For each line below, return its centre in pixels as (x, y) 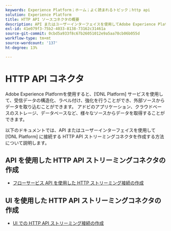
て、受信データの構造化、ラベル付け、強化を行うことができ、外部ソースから (85, 100)
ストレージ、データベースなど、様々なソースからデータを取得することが (90, 113)
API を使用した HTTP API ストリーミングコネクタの (85, 160)
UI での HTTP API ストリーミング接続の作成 (58, 223)
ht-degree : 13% (21, 48)
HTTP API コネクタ (45, 79)
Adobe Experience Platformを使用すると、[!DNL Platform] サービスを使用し (84, 94)
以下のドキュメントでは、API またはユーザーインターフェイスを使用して (81, 130)
